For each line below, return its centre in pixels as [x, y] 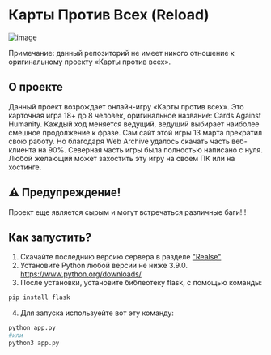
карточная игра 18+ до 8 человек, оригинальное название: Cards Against [135, 115]
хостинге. [25, 167]
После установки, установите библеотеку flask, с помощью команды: [141, 283]
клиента [22, 150]
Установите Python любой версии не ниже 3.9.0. [104, 266]
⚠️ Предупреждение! [65, 192]
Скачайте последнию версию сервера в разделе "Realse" [121, 257]
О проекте [36, 87]
